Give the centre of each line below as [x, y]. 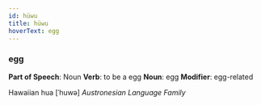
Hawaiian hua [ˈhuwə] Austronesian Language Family [97, 92]
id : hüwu [23, 16]
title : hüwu [28, 23]
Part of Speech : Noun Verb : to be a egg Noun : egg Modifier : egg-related [131, 77]
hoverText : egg [34, 31]
